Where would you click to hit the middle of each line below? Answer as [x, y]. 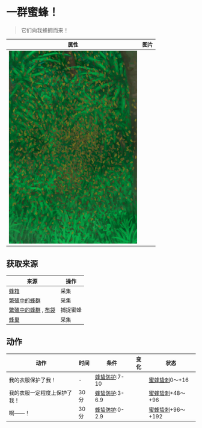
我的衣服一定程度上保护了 [40, 392]
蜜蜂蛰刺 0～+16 [169, 380]
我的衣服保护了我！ [32, 380]
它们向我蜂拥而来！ [45, 30]
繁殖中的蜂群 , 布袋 [32, 310]
